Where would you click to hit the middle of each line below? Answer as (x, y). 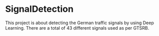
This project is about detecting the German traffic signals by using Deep (79, 23)
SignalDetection (39, 9)
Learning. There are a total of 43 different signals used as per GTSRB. (77, 28)
